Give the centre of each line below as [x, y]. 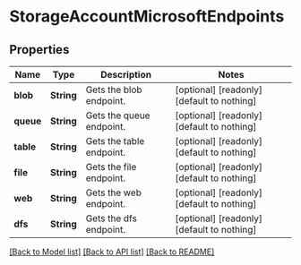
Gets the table [115, 141]
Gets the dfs [111, 218]
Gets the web [113, 192]
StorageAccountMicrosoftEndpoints [147, 17]
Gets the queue [118, 115]
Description [126, 75]
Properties [39, 50]
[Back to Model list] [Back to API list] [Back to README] [112, 252]
